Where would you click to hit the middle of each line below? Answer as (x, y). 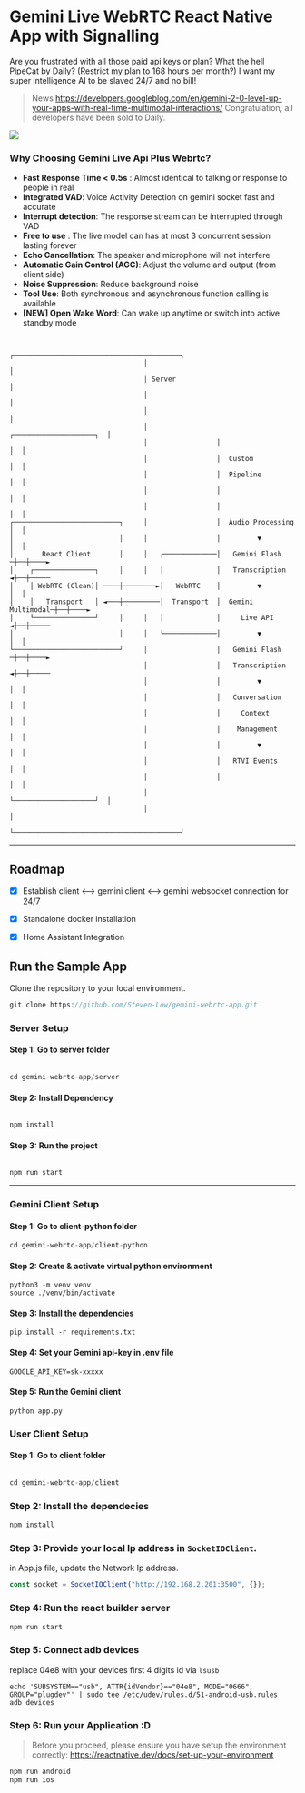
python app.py (36, 1411)
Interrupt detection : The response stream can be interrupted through (152, 216)
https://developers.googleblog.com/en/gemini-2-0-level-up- (169, 98)
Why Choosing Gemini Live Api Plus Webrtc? (110, 158)
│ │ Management (211, 729)
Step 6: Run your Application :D (80, 1725)
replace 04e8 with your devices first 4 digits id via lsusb (114, 1669)
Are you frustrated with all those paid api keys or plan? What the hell (137, 61)
